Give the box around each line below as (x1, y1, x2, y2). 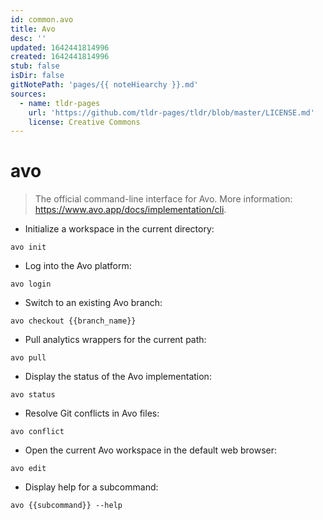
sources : (10, 89, 47, 99)
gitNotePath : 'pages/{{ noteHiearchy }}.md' (10, 80, 199, 90)
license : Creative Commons (28, 117, 141, 127)
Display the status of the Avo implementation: (24, 371, 212, 383)
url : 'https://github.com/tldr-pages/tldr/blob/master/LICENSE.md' (28, 107, 315, 118)
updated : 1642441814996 (10, 42, 110, 53)
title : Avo (10, 24, 56, 34)
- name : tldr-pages (19, 98, 101, 108)
